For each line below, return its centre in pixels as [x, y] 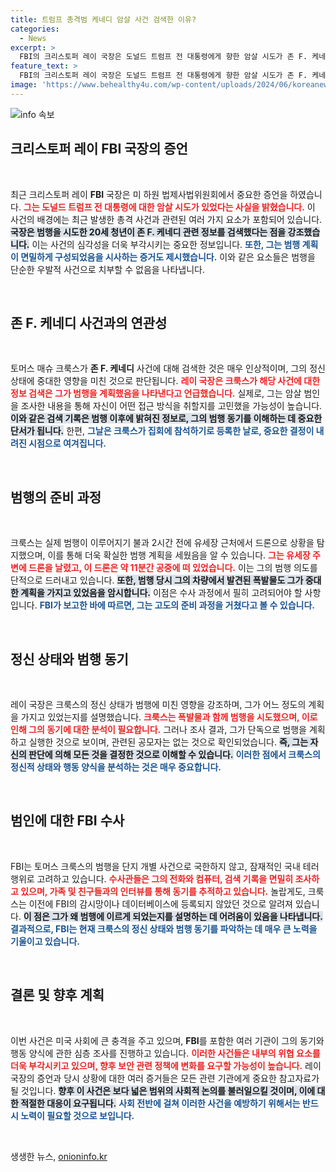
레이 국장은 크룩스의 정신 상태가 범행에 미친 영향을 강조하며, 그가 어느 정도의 [158, 704]
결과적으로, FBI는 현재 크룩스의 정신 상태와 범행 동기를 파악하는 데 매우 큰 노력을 [164, 928]
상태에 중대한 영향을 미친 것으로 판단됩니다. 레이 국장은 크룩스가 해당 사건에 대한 [165, 381]
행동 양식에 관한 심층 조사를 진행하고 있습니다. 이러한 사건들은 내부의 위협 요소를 [165, 1053]
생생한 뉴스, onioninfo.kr [59, 1156]
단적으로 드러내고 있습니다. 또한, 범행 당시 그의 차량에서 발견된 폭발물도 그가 [157, 580]
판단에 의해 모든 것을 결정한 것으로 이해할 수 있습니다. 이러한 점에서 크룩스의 [174, 754]
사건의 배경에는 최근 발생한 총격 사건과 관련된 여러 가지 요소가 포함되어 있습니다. [166, 219]
